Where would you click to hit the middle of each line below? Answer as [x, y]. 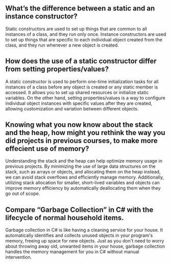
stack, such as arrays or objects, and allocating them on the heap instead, [83, 172]
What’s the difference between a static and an [80, 8]
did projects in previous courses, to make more [81, 141]
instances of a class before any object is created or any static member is [82, 87]
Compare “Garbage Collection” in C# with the [79, 210]
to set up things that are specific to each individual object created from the [84, 39]
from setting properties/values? [57, 69]
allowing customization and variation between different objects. [72, 108]
